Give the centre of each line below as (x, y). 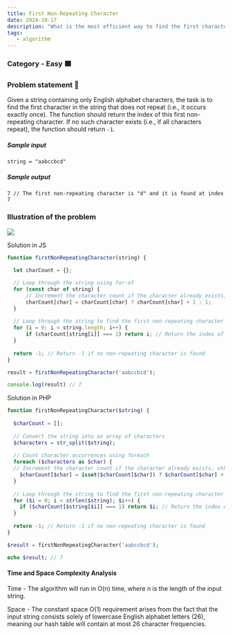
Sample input (27, 145)
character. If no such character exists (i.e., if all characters (118, 122)
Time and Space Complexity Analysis (62, 573)
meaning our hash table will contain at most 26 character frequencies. (107, 624)
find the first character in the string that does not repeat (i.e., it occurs (107, 107)
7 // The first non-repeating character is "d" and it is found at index (116, 194)
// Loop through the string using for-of (74, 283)
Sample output (29, 177)
